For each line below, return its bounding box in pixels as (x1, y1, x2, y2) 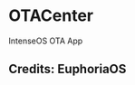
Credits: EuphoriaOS (8, 61, 127, 77)
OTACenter (8, 5, 94, 26)
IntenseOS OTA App (8, 35, 83, 46)
